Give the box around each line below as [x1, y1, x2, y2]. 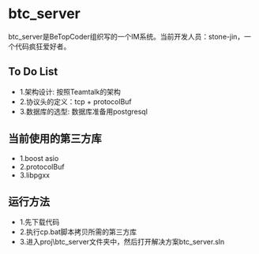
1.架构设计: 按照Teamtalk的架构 [19, 87, 121, 96]
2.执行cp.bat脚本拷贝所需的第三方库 [19, 227, 137, 237]
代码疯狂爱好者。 [14, 41, 71, 51]
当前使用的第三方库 [8, 132, 102, 146]
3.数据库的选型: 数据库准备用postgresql [19, 106, 148, 116]
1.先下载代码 [19, 218, 60, 227]
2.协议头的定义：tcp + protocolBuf [19, 96, 132, 106]
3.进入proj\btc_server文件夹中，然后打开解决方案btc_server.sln [19, 237, 225, 247]
